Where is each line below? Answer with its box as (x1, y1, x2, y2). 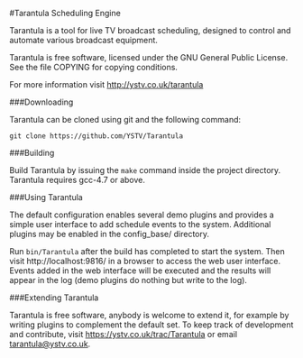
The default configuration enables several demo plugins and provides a (9, 209, 275, 220)
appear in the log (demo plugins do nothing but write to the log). (9, 275, 248, 285)
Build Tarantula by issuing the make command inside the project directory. (9, 165, 281, 175)
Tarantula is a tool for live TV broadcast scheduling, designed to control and (9, 25, 291, 35)
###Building (9, 148, 55, 158)
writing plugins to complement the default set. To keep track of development (9, 319, 294, 330)
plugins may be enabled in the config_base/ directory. (9, 229, 210, 239)
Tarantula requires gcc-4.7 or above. (9, 175, 146, 185)
